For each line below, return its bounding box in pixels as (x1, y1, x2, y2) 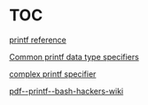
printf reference (9, 34, 66, 45)
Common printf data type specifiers (9, 51, 139, 62)
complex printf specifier (9, 68, 97, 79)
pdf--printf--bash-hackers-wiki (9, 86, 124, 96)
